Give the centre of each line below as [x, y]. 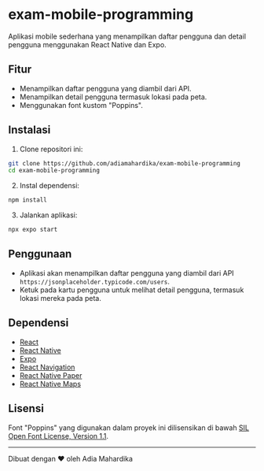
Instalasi [29, 130]
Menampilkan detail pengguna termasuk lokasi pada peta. [113, 97]
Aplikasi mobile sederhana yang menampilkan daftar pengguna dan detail [127, 36]
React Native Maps [50, 384]
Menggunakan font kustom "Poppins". [81, 105]
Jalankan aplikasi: [48, 215]
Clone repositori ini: [51, 149]
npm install [27, 200]
